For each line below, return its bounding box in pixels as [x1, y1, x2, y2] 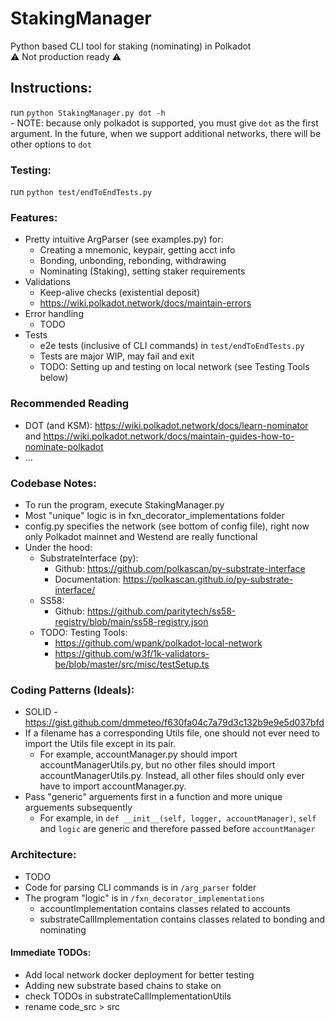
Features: [10, 210, 58, 224]
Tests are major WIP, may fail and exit [39, 350, 195, 362]
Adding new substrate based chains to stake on [24, 979, 222, 991]
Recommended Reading [10, 397, 130, 411]
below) [39, 372, 69, 384]
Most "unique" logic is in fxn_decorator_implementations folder [24, 509, 285, 521]
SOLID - [24, 706, 58, 718]
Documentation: [54, 573, 122, 585]
